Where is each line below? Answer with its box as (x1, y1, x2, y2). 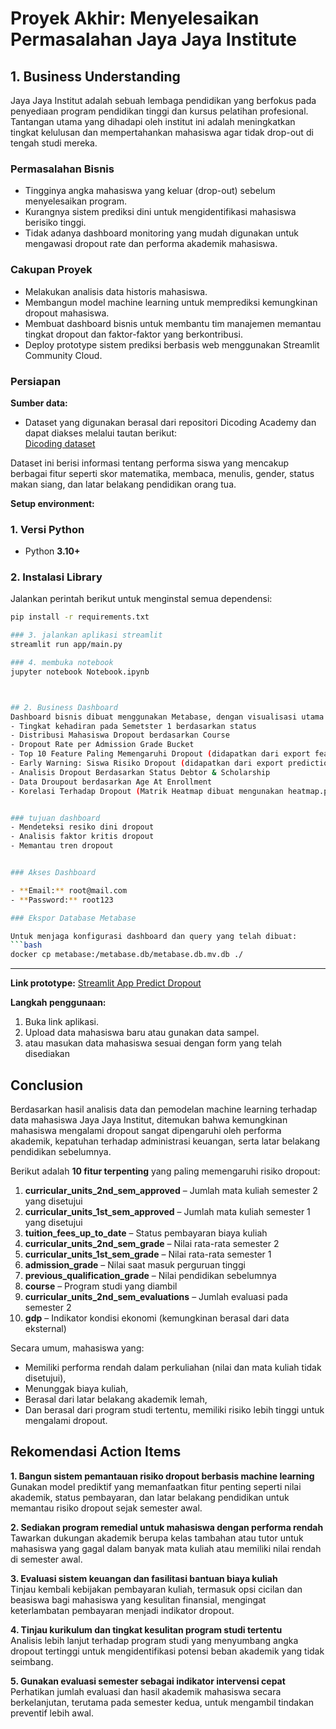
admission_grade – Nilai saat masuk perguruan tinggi (24, 1259, 246, 1271)
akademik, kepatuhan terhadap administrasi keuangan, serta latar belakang (10, 1135, 320, 1147)
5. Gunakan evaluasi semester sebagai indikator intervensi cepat (10, 1675, 286, 1687)
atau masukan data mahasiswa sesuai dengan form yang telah (24, 1037, 283, 1049)
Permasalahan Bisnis (10, 162, 115, 176)
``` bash (10, 940, 43, 951)
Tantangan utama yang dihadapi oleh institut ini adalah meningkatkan (10, 116, 296, 127)
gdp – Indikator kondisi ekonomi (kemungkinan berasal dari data (24, 1312, 290, 1324)
